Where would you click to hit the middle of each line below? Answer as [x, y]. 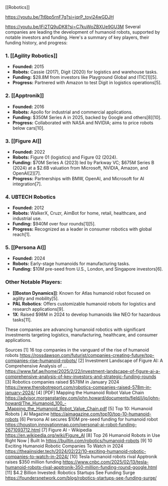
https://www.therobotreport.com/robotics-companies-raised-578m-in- [78, 387]
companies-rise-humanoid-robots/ [41, 360]
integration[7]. [27, 184]
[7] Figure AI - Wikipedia [66, 430]
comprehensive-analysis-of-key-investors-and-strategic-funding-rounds [81, 377]
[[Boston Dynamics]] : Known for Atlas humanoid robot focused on [81, 293]
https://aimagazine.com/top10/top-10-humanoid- [101, 414]
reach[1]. [22, 234]
